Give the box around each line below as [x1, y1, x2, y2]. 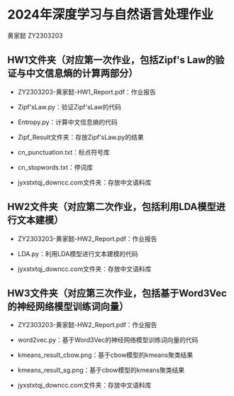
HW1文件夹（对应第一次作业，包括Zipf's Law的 [7, 54, 216, 66]
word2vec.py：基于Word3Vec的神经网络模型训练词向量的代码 [17, 336, 199, 344]
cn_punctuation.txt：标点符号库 [17, 148, 110, 156]
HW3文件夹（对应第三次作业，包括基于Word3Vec [7, 287, 227, 299]
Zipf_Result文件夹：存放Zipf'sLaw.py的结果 [17, 133, 144, 141]
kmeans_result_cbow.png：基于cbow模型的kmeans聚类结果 [17, 351, 194, 359]
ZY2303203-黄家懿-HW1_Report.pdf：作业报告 [17, 87, 156, 96]
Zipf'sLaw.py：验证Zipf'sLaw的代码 [17, 102, 122, 111]
